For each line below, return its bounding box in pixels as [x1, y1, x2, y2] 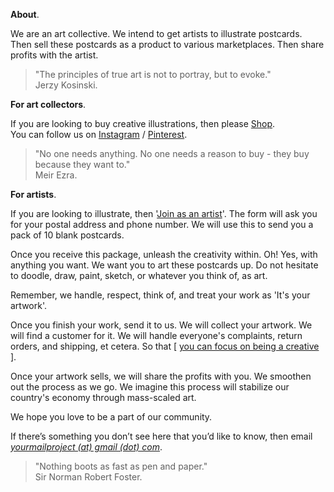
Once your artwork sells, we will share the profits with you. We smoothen [10, 370, 312, 382]
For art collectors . [10, 99, 87, 110]
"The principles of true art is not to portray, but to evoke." [34, 69, 272, 80]
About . [10, 9, 40, 20]
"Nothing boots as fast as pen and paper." [34, 460, 208, 472]
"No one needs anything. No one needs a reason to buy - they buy [34, 148, 310, 159]
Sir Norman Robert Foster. [34, 471, 143, 483]
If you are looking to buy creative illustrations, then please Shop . [10, 118, 276, 129]
